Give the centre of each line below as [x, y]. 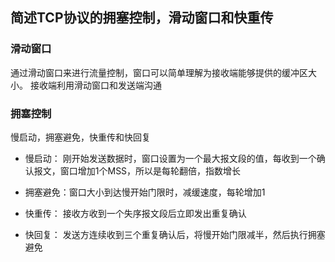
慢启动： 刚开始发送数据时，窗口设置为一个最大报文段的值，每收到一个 [170, 158]
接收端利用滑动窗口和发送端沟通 [95, 85]
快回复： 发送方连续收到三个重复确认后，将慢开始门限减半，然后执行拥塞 [175, 234]
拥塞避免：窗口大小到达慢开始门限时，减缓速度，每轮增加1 [145, 192]
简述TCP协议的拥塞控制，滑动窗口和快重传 [142, 18]
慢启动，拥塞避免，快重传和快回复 [80, 137]
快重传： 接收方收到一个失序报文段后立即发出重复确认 [135, 213]
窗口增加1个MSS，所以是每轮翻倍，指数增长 [150, 170]
